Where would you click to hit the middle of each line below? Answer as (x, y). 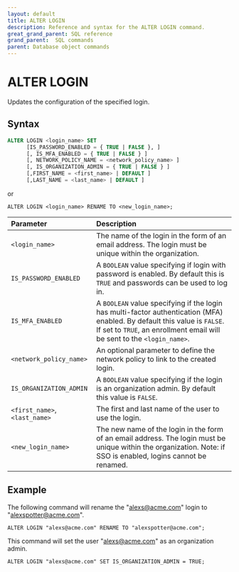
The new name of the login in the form (160, 429)
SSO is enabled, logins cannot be (151, 455)
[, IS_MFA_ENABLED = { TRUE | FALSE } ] (87, 153)
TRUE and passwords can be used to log (161, 283)
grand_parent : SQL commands (51, 41)
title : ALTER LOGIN (36, 21)
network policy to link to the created (156, 359)
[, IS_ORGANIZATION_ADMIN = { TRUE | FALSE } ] (98, 167)
